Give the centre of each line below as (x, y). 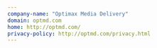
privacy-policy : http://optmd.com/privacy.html (79, 34)
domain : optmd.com (34, 20)
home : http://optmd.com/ (44, 27)
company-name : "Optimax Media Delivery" (68, 14)
